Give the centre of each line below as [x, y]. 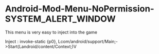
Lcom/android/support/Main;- [88, 41]
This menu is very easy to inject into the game [51, 32]
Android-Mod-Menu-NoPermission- [80, 9]
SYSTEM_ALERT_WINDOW [60, 19]
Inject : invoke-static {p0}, [31, 41]
